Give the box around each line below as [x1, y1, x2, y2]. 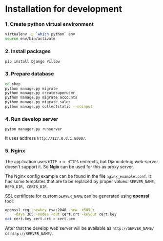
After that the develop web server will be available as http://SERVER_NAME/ [5, 225, 155, 231]
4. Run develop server [5, 115, 59, 122]
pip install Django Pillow [5, 59, 60, 64]
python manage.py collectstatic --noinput [5, 104, 93, 109]
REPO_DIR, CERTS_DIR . [5, 184, 48, 189]
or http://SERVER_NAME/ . [5, 230, 54, 237]
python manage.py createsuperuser [5, 91, 76, 95]
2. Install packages [5, 48, 51, 55]
